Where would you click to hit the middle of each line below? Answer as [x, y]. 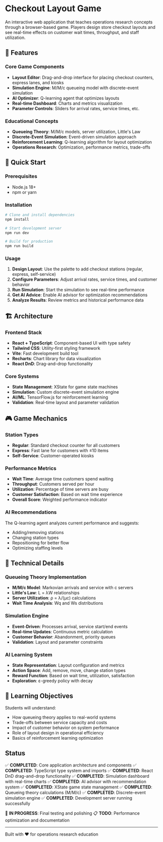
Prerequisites [21, 176]
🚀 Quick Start [25, 163]
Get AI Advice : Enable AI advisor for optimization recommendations [80, 295]
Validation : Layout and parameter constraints [57, 642]
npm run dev [17, 233]
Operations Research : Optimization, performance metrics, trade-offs [81, 147]
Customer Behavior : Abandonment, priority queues [64, 637]
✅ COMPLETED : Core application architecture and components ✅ [71, 765]
